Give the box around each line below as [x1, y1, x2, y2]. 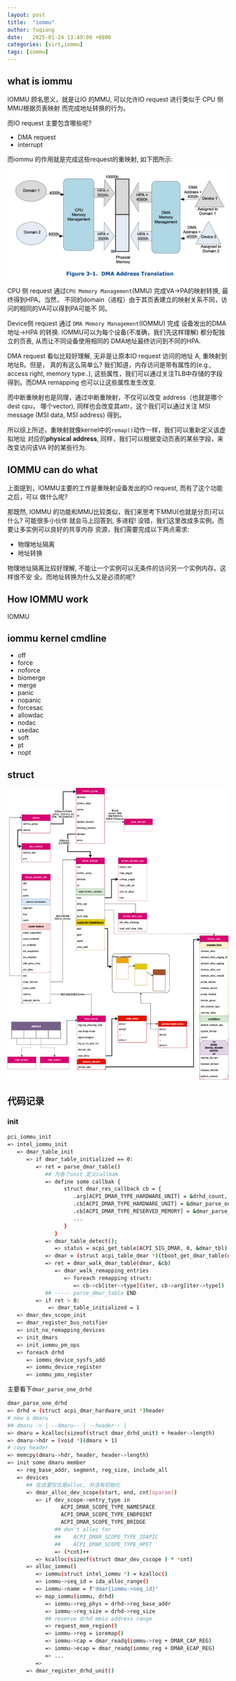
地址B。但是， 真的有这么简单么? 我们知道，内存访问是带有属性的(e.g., [7, 360, 212, 369]
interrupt [17, 140, 44, 149]
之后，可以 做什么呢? [7, 492, 68, 501]
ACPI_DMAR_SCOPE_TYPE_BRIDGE [60, 1518, 146, 1526]
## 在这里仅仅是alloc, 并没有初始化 [25, 1481, 121, 1489]
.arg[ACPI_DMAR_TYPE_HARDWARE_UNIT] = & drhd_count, [73, 1193, 228, 1200]
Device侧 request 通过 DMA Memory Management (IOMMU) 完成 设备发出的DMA [7, 319, 227, 327]
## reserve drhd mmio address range [44, 1615, 152, 1623]
